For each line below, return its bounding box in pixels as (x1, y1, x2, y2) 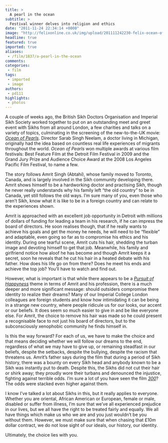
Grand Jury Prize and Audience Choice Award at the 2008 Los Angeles (5, 156, 151, 162)
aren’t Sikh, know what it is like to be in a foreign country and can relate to (5, 198, 158, 204)
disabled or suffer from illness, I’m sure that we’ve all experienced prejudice (5, 401, 161, 407)
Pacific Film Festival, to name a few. (5, 162, 79, 168)
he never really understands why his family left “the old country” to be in (5, 187, 154, 193)
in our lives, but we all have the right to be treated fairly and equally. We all (5, 407, 159, 413)
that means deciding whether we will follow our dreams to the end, (5, 338, 142, 345)
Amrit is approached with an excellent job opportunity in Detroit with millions (5, 213, 162, 219)
